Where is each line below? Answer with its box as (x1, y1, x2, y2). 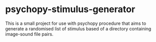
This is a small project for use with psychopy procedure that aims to (5, 20, 146, 26)
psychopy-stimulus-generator (5, 4, 135, 15)
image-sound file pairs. (5, 31, 54, 37)
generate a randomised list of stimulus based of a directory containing (5, 25, 151, 31)
